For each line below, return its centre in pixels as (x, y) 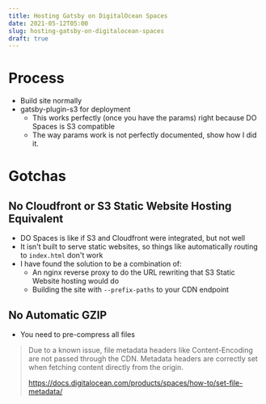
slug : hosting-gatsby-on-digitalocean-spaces (86, 31)
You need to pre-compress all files (78, 335)
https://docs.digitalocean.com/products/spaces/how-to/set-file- (135, 383)
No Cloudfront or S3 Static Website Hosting (120, 206)
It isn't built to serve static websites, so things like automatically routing (139, 246)
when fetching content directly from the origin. (106, 367)
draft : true (28, 38)
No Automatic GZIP (58, 315)
